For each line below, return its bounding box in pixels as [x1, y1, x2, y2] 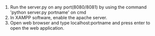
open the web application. [10, 25, 65, 31]
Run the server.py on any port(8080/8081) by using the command [10, 4, 147, 10]
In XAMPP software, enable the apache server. [10, 15, 108, 20]
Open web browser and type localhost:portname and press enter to [10, 20, 150, 26]
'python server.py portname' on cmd [10, 9, 87, 15]
